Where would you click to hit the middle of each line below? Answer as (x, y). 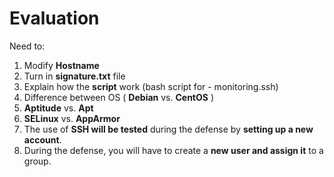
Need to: (27, 46)
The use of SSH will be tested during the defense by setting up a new (168, 129)
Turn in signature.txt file (74, 76)
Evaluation (54, 18)
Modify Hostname (61, 65)
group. (37, 161)
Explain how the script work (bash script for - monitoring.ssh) (151, 86)
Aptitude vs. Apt (58, 108)
